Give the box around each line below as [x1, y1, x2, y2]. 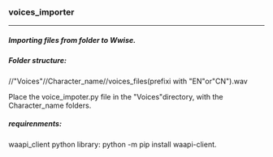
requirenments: [8, 119, 63, 129]
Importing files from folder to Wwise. [8, 35, 136, 45]
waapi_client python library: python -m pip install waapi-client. [8, 139, 217, 149]
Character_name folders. [8, 100, 92, 110]
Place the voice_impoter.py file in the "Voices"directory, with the [8, 91, 223, 101]
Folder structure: [8, 56, 67, 66]
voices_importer [8, 6, 75, 18]
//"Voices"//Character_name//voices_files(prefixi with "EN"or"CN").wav [8, 76, 248, 86]
